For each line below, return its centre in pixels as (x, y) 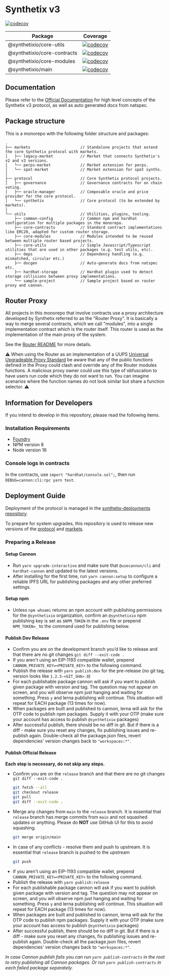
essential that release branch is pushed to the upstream (71, 852)
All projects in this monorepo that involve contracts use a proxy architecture (84, 313)
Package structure (35, 121)
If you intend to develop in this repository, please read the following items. (82, 415)
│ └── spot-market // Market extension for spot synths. (84, 169)
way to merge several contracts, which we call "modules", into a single (79, 324)
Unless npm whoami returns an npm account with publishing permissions (87, 610)
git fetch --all (30, 788)
